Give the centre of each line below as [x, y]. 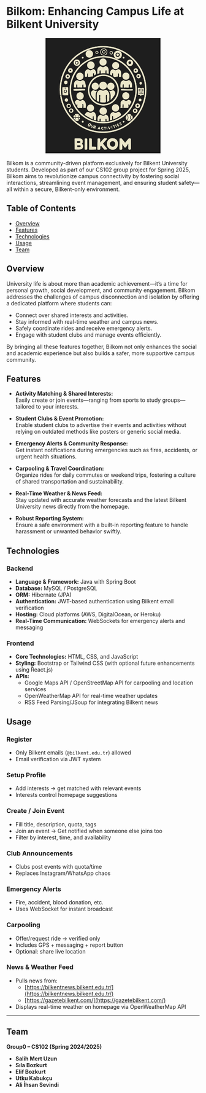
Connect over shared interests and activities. [72, 315]
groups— [174, 400]
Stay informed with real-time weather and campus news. [87, 321]
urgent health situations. [46, 456]
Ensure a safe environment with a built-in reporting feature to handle [101, 525]
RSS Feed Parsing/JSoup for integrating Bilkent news [91, 702]
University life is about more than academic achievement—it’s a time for [97, 283]
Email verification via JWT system [58, 759]
